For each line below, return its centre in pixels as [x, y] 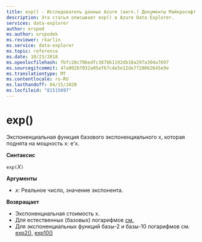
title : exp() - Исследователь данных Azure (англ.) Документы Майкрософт [101, 12]
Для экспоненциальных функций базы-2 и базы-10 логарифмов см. [103, 226]
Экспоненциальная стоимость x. [57, 213]
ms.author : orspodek [32, 34]
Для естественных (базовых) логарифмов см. [74, 220]
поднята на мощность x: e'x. [43, 143]
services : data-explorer [37, 23]
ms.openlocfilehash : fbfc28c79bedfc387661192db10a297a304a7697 [88, 62]
